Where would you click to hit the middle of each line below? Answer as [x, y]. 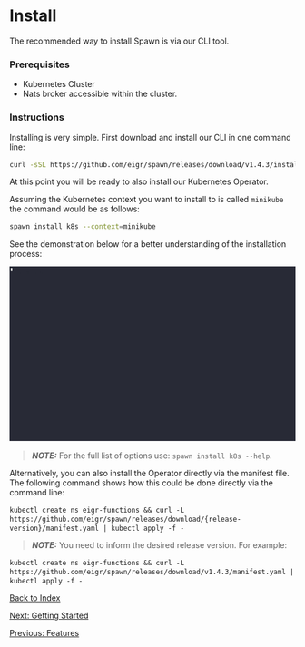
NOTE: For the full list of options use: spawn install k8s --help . [152, 456]
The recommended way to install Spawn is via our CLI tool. [119, 41]
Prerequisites [39, 64]
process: [26, 254]
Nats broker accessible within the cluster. [100, 94]
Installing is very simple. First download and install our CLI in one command [151, 137]
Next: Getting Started [49, 616]
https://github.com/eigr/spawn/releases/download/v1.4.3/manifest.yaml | [152, 573]
